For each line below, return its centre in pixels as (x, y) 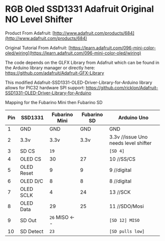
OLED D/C (31, 181)
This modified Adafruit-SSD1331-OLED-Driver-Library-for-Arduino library (79, 82)
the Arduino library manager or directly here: (50, 68)
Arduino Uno (133, 117)
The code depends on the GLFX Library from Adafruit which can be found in (82, 62)
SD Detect (32, 231)
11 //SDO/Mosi (126, 206)
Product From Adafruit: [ (30, 33)
